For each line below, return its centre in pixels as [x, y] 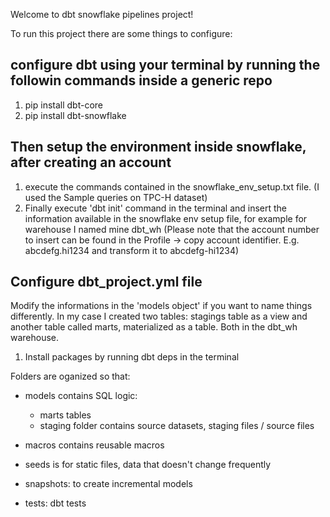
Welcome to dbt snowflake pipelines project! [102, 14]
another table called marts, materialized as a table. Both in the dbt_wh [154, 327]
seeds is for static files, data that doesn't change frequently [148, 465]
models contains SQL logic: [81, 396]
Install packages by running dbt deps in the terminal [132, 357]
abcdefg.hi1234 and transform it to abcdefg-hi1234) [132, 250]
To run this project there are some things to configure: [121, 33]
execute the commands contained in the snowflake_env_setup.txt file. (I [172, 186]
